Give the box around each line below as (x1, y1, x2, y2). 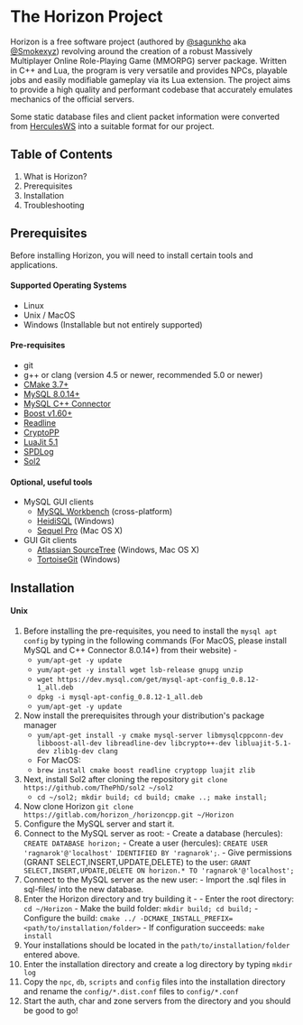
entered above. (23, 949, 80, 960)
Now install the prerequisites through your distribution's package (23, 710, 265, 721)
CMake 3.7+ (23, 379, 69, 390)
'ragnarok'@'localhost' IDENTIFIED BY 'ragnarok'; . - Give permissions (23, 846, 292, 858)
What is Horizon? (23, 171, 87, 181)
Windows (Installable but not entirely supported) (23, 319, 203, 330)
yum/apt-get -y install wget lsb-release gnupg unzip (36, 665, 243, 674)
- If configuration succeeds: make (142, 922, 265, 933)
